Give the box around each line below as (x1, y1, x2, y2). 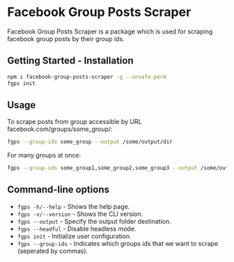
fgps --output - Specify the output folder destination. (17, 217, 172, 225)
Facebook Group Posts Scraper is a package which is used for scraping (7, 27, 213, 36)
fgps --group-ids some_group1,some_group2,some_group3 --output (7, 164, 198, 171)
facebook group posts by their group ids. (7, 34, 125, 43)
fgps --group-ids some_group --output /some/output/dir (7, 139, 173, 146)
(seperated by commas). (17, 247, 88, 255)
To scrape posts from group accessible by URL (7, 118, 142, 126)
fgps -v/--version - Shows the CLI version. (17, 210, 143, 218)
